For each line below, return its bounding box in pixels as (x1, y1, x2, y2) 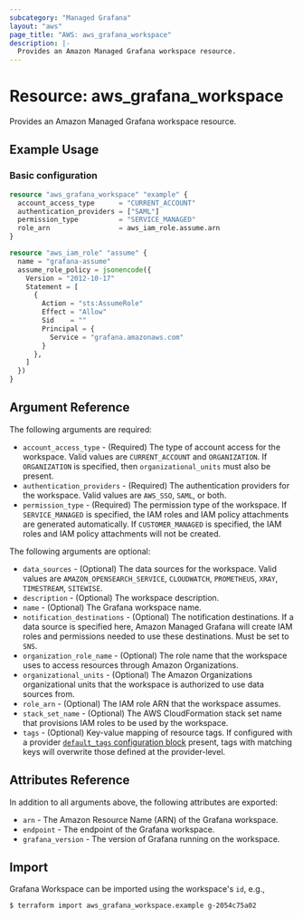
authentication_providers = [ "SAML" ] (17, 207, 160, 216)
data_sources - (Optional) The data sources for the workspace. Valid (22, 563, 278, 574)
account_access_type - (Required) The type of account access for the (22, 441, 281, 452)
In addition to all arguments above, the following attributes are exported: (9, 797, 279, 808)
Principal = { (42, 324, 95, 334)
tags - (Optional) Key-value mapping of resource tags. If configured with (22, 727, 293, 738)
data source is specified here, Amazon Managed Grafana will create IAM (22, 621, 293, 632)
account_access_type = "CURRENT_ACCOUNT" (17, 198, 196, 208)
